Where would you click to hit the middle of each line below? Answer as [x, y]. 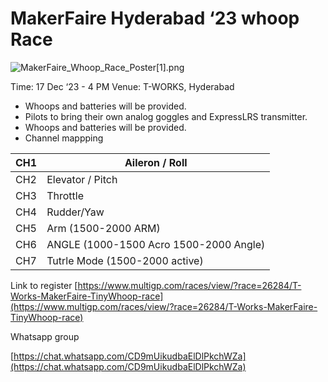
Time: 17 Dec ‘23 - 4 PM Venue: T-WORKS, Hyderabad [122, 86]
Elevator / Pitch [82, 179]
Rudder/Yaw [75, 212]
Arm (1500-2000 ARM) [103, 228]
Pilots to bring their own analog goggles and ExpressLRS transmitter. [166, 116]
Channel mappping [64, 138]
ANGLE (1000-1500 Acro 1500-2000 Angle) [156, 244]
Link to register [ [44, 285]
